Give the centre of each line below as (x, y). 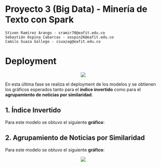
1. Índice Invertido (33, 110)
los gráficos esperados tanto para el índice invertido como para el (73, 89)
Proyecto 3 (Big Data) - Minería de (76, 9)
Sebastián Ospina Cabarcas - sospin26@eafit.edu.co (59, 37)
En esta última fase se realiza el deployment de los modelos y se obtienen (80, 84)
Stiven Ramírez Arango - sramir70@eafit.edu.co (55, 33)
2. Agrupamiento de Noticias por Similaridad (75, 138)
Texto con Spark (40, 20)
